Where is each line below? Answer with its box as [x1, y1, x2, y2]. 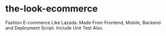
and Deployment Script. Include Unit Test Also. [5, 24, 104, 30]
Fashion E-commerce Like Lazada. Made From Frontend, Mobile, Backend [5, 19, 161, 25]
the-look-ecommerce [5, 3, 98, 14]
